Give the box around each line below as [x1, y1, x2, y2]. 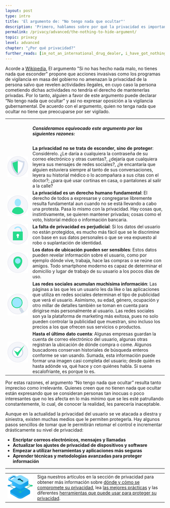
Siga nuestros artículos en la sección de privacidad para [37, 474, 154, 480]
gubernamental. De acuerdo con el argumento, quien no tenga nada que [5, 103, 156, 109]
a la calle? [32, 183, 53, 189]
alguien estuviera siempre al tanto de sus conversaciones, [32, 166, 153, 173]
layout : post [5, 8, 33, 13]
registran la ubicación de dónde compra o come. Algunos [32, 342, 152, 348]
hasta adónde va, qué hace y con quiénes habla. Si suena [32, 363, 152, 369]
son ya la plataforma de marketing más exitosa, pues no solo [32, 313, 158, 319]
